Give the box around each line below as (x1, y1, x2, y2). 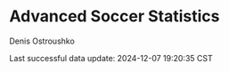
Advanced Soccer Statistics (9, 6, 220, 27)
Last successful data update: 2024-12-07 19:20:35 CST (9, 52, 213, 63)
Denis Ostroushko (9, 36, 76, 46)
